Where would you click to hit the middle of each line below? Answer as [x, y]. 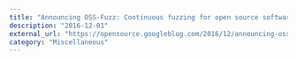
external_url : [35, 34]
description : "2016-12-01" [59, 26]
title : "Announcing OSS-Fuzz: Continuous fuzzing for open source [134, 17]
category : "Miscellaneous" [59, 42]
